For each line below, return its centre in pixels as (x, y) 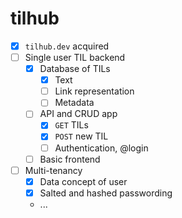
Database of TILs (75, 69)
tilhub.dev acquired (67, 46)
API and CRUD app (78, 114)
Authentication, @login (101, 148)
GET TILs (71, 125)
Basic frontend (70, 159)
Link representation (94, 91)
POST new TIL (81, 136)
